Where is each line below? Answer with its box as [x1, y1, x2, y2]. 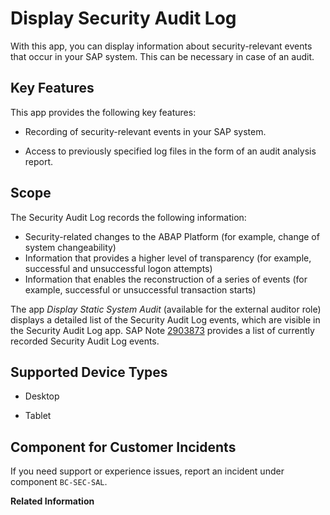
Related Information [10, 495, 95, 507]
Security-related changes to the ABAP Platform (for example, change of [24, 230, 320, 242]
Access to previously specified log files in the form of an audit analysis [24, 145, 317, 157]
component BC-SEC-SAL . [10, 476, 108, 488]
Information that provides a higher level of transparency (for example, [24, 252, 312, 264]
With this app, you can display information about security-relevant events [10, 40, 313, 52]
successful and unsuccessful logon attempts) [24, 262, 213, 274]
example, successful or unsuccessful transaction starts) [24, 283, 257, 296]
